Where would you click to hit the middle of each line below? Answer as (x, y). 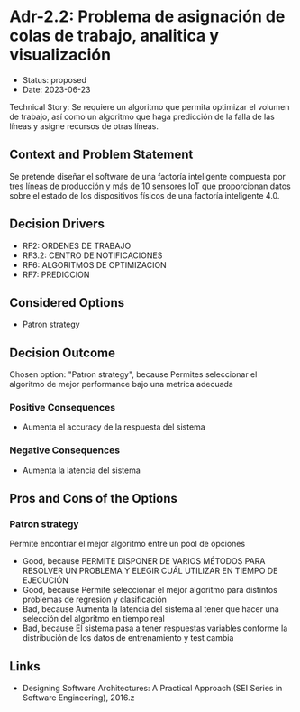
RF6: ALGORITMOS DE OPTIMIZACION (94, 264)
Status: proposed (55, 79)
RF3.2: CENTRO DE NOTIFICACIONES (92, 255)
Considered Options (67, 303)
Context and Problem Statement (101, 155)
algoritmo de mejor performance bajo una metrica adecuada (122, 384)
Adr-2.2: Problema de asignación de (147, 17)
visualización (60, 55)
